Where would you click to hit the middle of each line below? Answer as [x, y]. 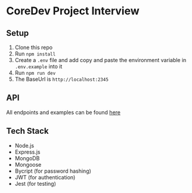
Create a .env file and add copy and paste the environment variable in [100, 60]
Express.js [27, 152]
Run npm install [35, 54]
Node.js [24, 145]
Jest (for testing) [35, 183]
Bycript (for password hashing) [53, 171]
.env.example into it [38, 66]
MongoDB [27, 158]
